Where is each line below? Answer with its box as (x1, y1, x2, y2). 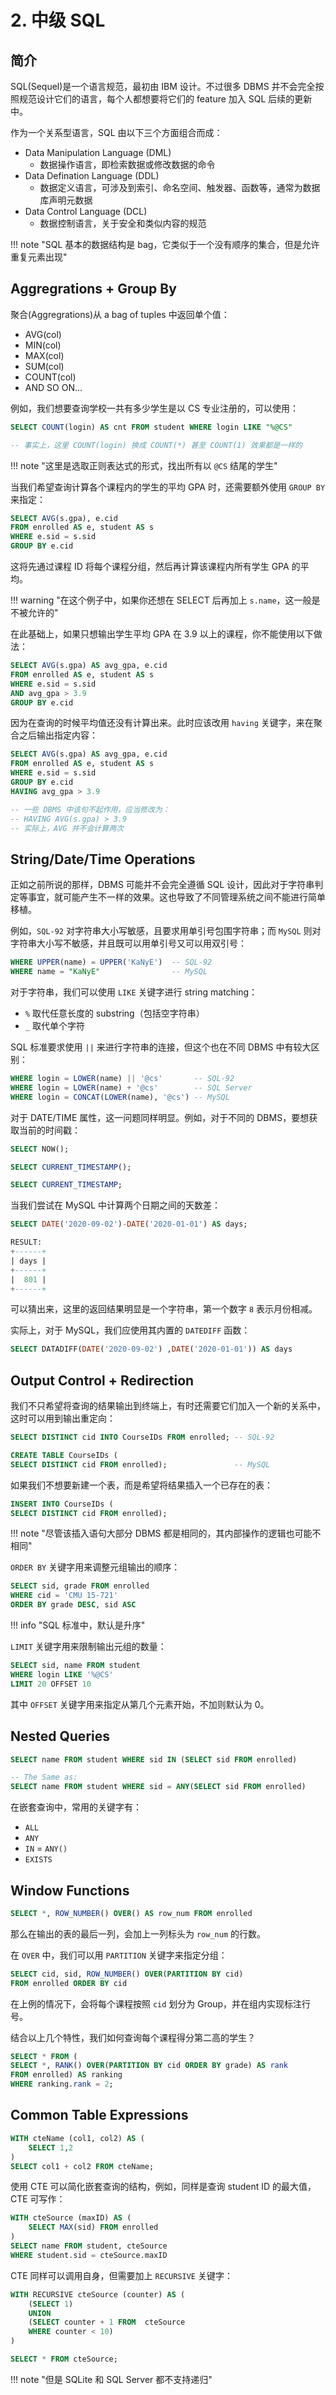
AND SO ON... (24, 381, 83, 393)
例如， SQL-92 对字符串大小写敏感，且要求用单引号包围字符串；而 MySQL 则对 (10, 925, 322, 937)
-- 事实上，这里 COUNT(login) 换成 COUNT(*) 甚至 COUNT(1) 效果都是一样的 (10, 440, 303, 450)
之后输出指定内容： (18, 729, 98, 741)
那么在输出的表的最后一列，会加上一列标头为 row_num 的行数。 (10, 1927, 266, 1940)
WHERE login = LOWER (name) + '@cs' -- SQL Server (10, 1082, 253, 1093)
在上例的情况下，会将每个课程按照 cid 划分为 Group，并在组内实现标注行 (10, 1997, 312, 2010)
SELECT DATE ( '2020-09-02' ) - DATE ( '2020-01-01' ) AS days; (10, 1219, 248, 1230)
